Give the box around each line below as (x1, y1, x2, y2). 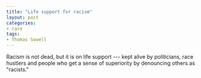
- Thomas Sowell (6, 37, 47, 43)
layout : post (6, 14, 39, 20)
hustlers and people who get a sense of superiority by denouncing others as (6, 59, 196, 67)
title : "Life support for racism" (6, 8, 93, 15)
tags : (6, 31, 20, 37)
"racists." (6, 66, 29, 73)
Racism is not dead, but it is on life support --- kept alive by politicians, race (6, 53, 194, 60)
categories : (6, 20, 36, 26)
